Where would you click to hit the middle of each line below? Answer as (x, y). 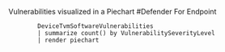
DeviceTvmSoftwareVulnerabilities (96, 26)
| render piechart (68, 40)
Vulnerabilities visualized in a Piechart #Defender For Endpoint (112, 12)
